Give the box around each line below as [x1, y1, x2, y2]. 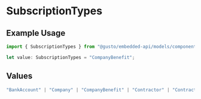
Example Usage [6, 28, 66, 38]
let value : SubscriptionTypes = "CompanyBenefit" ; [6, 54, 135, 60]
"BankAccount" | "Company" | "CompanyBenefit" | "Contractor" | [6, 86, 170, 93]
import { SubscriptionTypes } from [6, 44, 95, 49]
